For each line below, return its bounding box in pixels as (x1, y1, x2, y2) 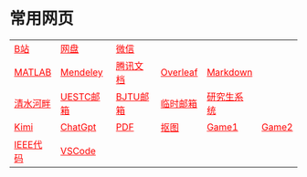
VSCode (60, 144, 96, 157)
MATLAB (14, 66, 52, 78)
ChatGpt (60, 120, 97, 133)
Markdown (206, 66, 253, 78)
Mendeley (60, 66, 103, 78)
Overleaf (160, 66, 198, 78)
